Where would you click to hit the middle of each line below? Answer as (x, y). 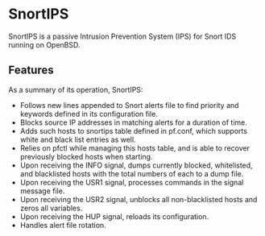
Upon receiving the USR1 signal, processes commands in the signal (132, 182)
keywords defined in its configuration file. (89, 114)
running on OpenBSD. (44, 44)
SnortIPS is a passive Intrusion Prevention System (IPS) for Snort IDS (122, 36)
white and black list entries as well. (78, 139)
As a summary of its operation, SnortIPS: (76, 89)
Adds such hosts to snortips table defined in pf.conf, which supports (134, 130)
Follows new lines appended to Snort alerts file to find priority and (129, 105)
